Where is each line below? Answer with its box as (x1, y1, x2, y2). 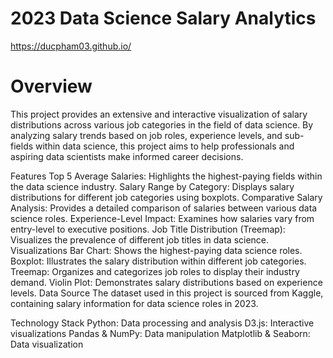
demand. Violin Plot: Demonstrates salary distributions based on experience (10, 276, 323, 288)
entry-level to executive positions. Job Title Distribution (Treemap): (10, 223, 286, 235)
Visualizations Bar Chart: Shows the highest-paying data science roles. (10, 244, 303, 256)
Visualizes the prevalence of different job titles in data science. (10, 233, 270, 246)
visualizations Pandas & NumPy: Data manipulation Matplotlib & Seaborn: (10, 327, 311, 339)
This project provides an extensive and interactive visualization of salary (10, 108, 308, 120)
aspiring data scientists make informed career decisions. (10, 150, 244, 162)
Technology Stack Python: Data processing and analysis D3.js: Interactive (10, 317, 315, 329)
